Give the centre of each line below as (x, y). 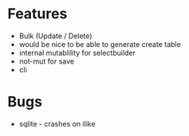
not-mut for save (47, 61)
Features (37, 14)
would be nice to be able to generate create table (100, 44)
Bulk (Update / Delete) (55, 36)
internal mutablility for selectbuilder (77, 52)
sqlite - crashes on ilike (57, 123)
